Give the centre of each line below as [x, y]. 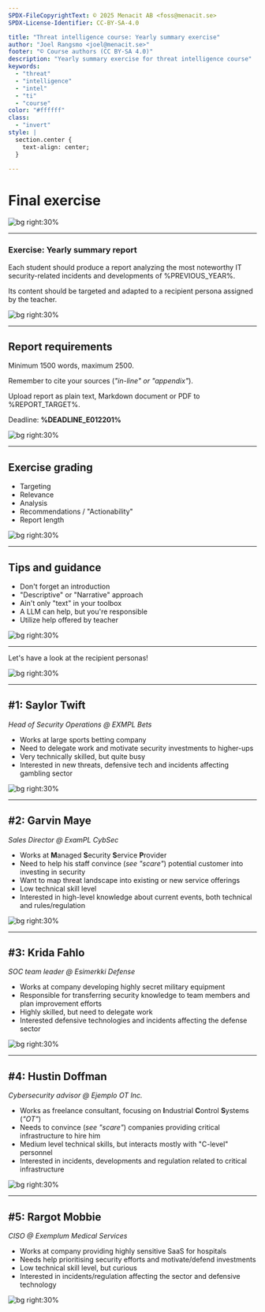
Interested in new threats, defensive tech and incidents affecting [124, 764]
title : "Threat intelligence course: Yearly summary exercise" [114, 37]
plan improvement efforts [61, 1004]
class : [19, 118]
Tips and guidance [55, 568]
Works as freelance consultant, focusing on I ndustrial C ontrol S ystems [134, 1111]
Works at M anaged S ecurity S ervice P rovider [93, 855]
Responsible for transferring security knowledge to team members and [134, 996]
